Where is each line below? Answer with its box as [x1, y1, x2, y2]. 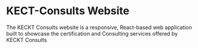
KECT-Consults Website [6, 4, 130, 18]
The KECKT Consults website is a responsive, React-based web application [6, 24, 193, 31]
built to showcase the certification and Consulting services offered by [6, 30, 178, 37]
